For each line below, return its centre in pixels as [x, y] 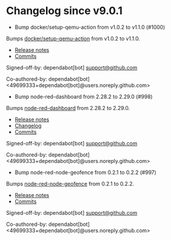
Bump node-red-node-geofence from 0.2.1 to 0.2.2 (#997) [85, 172]
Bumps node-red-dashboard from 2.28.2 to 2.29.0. [68, 108]
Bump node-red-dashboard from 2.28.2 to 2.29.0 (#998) [84, 96]
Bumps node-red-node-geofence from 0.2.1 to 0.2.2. [70, 184]
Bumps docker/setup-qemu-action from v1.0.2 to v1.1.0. [73, 38]
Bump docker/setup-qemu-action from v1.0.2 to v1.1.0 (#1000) [90, 27]
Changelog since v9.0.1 [64, 11]
